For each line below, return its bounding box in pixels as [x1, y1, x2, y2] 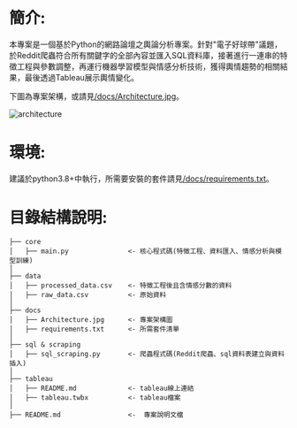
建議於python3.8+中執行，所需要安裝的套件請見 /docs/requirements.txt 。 [9, 173, 274, 184]
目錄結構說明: [9, 208, 108, 228]
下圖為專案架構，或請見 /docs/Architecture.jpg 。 [9, 90, 184, 102]
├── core [9, 237, 42, 246]
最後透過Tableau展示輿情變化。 [24, 72, 140, 82]
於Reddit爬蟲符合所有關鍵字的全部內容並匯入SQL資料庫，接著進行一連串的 [9, 50, 280, 60]
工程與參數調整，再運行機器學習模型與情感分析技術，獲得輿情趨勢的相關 [16, 61, 280, 72]
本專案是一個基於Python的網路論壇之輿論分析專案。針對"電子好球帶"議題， [9, 39, 283, 50]
